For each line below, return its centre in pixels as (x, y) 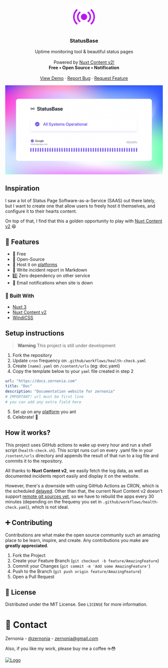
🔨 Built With (20, 296)
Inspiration (22, 188)
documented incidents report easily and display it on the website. (72, 476)
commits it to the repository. (34, 461)
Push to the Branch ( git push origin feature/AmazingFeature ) (77, 571)
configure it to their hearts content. (41, 211)
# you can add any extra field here (43, 402)
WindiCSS (23, 317)
